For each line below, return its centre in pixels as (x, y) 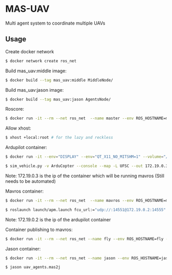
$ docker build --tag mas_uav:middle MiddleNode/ (59, 80)
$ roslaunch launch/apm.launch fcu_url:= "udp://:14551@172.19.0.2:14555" (86, 210)
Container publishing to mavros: (39, 229)
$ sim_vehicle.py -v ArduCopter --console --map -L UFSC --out (74, 166)
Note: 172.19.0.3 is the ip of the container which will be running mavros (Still (85, 176)
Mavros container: (25, 191)
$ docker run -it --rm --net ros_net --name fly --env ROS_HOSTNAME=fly (84, 239)
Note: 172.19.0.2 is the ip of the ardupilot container (58, 219)
